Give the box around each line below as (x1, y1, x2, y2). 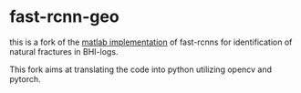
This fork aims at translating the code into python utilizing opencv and (9, 64, 272, 75)
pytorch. (9, 73, 41, 84)
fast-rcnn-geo (9, 6, 120, 27)
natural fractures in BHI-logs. (9, 46, 119, 57)
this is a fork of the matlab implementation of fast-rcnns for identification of (9, 36, 293, 47)
